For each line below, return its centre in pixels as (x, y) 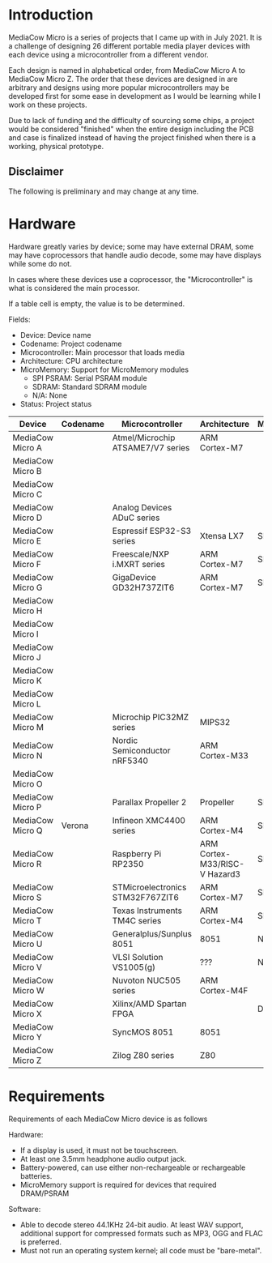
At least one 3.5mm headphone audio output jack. (103, 1158)
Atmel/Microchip (144, 437)
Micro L (27, 704)
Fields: (19, 319)
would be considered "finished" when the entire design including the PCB (131, 129)
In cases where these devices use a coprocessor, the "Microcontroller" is (131, 279)
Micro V (28, 967)
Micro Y (27, 1037)
